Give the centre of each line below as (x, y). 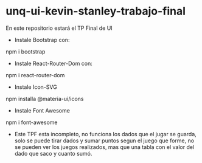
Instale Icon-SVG (36, 87)
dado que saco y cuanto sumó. (53, 153)
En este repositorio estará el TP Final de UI (59, 28)
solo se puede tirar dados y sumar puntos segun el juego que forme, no (104, 140)
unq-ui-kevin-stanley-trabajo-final (96, 11)
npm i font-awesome (32, 122)
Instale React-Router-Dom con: (53, 63)
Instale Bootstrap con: (42, 40)
